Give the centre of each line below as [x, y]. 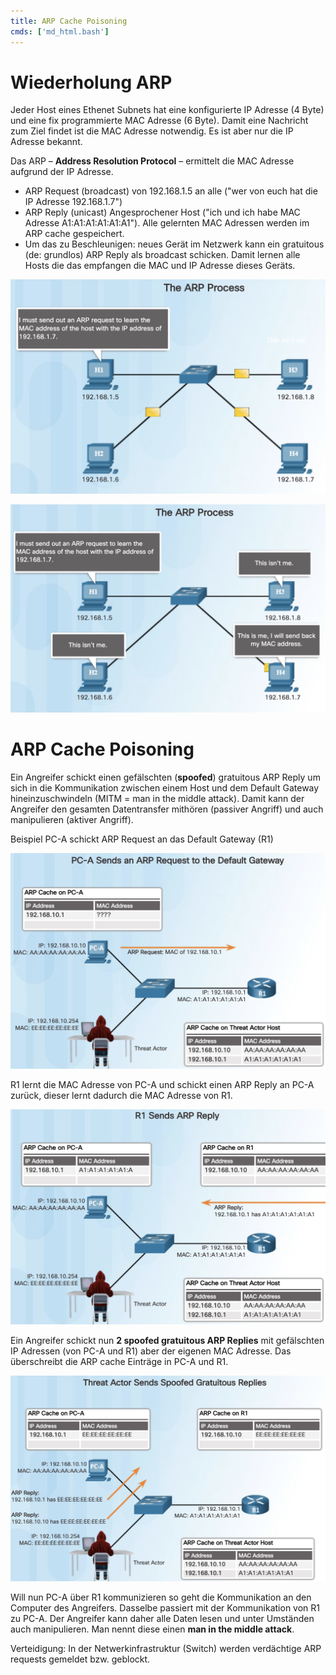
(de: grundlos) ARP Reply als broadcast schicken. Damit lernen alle [162, 255]
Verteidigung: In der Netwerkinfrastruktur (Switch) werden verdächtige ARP [166, 1649]
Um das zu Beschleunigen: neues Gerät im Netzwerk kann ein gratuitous [174, 244]
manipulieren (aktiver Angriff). [72, 820]
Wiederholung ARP [91, 82]
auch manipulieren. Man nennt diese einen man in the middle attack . [152, 1629]
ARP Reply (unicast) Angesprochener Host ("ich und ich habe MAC [162, 212]
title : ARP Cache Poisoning [69, 21]
